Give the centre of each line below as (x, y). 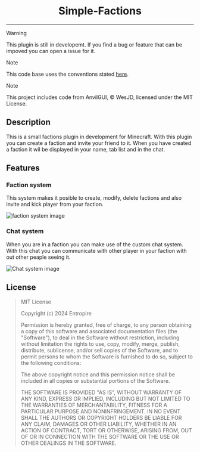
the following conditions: (51, 363)
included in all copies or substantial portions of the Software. (95, 380)
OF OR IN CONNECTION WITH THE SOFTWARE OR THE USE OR (100, 436)
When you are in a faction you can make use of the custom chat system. (95, 244)
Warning (16, 33)
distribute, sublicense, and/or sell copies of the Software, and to (99, 350)
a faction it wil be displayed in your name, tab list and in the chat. (86, 149)
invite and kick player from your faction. (55, 205)
